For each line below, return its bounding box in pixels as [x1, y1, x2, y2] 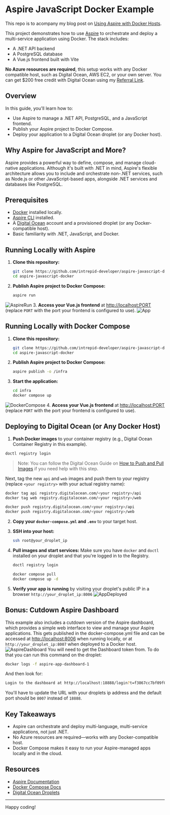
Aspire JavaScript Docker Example [5, 4, 154, 15]
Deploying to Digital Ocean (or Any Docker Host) [5, 422, 161, 431]
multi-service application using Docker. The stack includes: [5, 36, 129, 42]
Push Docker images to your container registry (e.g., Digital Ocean [12, 436, 153, 442]
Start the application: [12, 378, 59, 384]
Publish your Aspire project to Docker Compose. [12, 126, 114, 132]
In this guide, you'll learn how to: [5, 105, 73, 111]
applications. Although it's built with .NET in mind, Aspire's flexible [19, 165, 157, 171]
